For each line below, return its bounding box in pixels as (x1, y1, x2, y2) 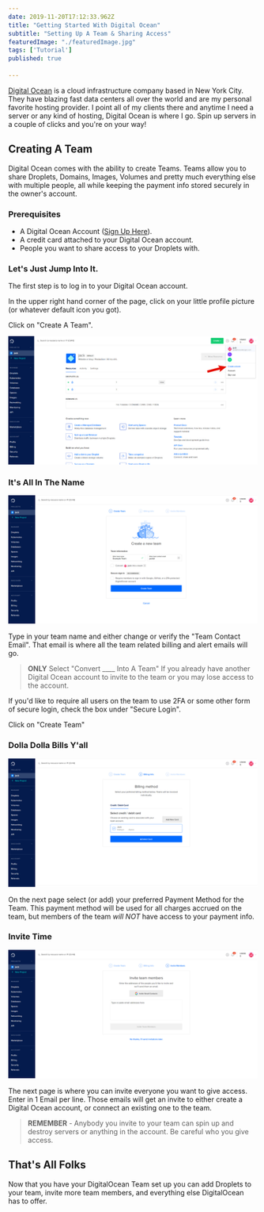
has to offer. (8, 1196, 47, 1206)
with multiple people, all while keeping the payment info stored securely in (8, 180, 250, 190)
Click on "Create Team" (8, 720, 85, 730)
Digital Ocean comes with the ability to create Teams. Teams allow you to (8, 163, 247, 173)
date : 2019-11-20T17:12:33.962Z (8, 13, 115, 21)
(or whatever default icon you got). (8, 305, 122, 315)
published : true (8, 55, 62, 63)
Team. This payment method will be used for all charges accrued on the (8, 903, 243, 912)
